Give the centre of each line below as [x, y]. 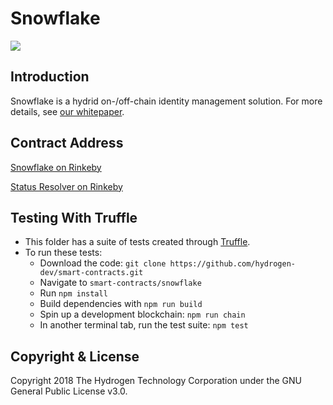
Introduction [50, 77]
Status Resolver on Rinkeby [66, 186]
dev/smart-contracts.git [91, 273]
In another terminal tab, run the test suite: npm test [144, 325]
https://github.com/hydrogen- [232, 264]
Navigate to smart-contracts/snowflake [120, 283]
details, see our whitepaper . [67, 111]
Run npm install [73, 293]
